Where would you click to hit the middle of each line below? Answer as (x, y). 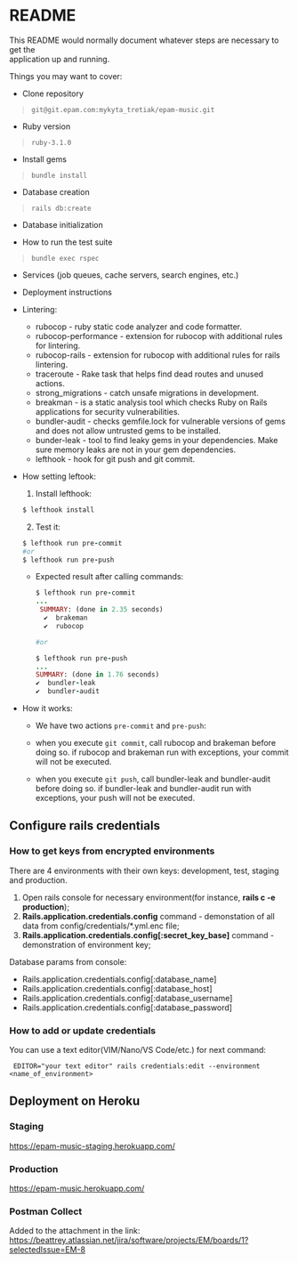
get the (22, 49)
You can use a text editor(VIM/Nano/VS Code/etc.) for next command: (138, 1050)
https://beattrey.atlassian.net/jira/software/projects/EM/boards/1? (129, 1240)
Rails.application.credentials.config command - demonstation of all (149, 916)
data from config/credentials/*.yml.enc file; (101, 926)
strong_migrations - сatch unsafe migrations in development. (147, 393)
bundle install (59, 175)
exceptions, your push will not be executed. (115, 798)
